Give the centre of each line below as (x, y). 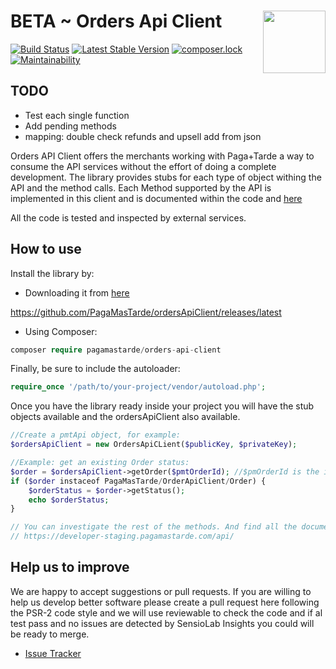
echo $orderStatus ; (69, 500)
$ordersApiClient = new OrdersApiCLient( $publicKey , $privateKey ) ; (154, 445)
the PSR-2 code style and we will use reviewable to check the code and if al (166, 612)
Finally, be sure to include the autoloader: (95, 369)
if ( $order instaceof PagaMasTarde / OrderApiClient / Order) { (138, 481)
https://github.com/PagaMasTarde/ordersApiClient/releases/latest (146, 312)
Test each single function (77, 115)
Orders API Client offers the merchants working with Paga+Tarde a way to (162, 156)
